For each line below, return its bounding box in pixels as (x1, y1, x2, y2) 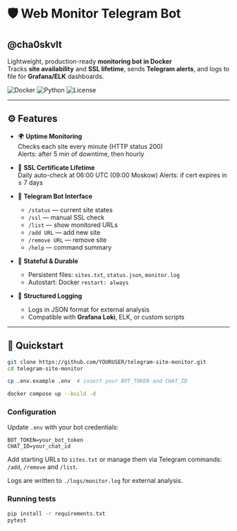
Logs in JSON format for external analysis (28, 305, 150, 314)
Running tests (7, 494, 56, 504)
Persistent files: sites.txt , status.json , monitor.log (28, 270, 180, 279)
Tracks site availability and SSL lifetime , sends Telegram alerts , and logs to (7, 65, 230, 73)
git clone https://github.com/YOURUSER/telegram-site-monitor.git (7, 358, 207, 365)
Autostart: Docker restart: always (28, 278, 129, 286)
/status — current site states (28, 205, 113, 214)
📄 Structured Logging (17, 291, 83, 300)
